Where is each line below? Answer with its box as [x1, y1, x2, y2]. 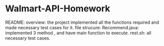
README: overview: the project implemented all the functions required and [5, 19, 159, 25]
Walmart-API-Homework [5, 3, 110, 14]
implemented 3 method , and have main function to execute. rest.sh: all [5, 30, 151, 36]
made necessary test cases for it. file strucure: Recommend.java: [5, 24, 139, 30]
